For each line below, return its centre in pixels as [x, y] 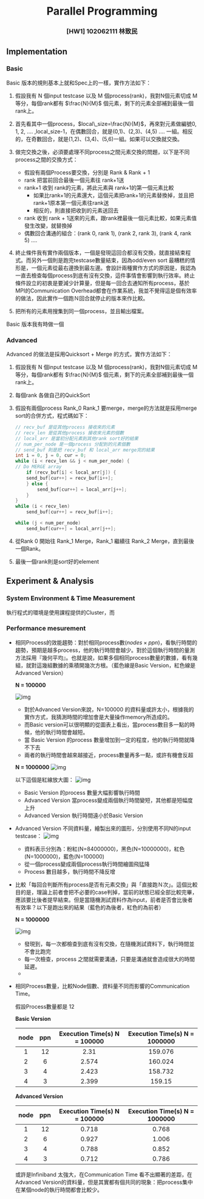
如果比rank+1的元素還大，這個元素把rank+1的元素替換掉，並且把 [114, 195]
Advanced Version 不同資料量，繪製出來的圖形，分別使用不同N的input [103, 828]
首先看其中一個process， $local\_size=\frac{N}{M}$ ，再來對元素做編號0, [106, 123]
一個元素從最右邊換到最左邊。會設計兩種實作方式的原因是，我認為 [114, 268]
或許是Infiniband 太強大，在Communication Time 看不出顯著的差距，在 [104, 1174]
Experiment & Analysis [50, 581]
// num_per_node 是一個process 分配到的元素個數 [73, 444]
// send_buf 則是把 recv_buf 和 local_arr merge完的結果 [85, 450]
